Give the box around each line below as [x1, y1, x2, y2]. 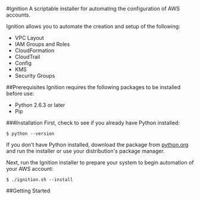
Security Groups [14, 72, 55, 79]
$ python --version [6, 131, 55, 136]
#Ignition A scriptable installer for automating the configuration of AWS [6, 5, 180, 12]
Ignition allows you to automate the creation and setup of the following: [6, 23, 180, 30]
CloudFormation [14, 47, 55, 54]
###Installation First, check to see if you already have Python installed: [6, 119, 180, 126]
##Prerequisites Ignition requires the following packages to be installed [6, 84, 180, 91]
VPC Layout [14, 34, 44, 41]
